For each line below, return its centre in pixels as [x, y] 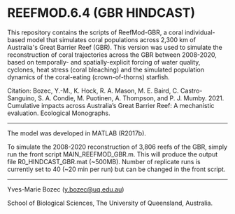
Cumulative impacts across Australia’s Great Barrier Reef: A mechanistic [111, 105]
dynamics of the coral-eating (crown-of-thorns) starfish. [88, 77]
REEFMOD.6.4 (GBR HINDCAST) [101, 13]
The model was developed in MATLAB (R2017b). [77, 133]
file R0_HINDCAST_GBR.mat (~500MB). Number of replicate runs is [104, 161]
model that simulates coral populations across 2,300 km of [111, 39]
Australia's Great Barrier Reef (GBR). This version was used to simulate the [115, 47]
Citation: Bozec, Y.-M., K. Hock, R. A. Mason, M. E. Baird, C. [93, 91]
